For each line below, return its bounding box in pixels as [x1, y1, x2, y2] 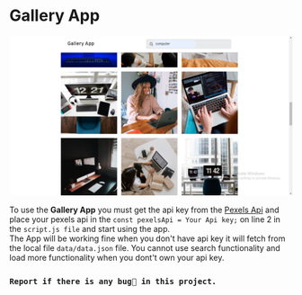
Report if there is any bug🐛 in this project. [9, 276, 218, 287]
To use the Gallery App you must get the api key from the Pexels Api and [9, 204, 280, 216]
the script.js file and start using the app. [9, 224, 171, 235]
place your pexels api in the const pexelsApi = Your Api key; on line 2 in [9, 214, 281, 225]
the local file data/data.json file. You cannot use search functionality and [9, 243, 280, 254]
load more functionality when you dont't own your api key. [9, 253, 225, 264]
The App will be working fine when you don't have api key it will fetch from [9, 233, 286, 244]
